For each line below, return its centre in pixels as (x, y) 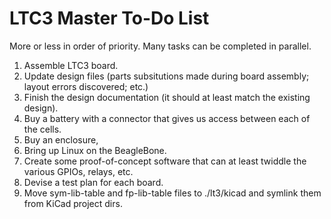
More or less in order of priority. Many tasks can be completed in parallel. (160, 46)
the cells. (42, 129)
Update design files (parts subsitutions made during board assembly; (166, 76)
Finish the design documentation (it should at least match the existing (167, 97)
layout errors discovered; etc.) (86, 86)
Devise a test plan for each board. (93, 182)
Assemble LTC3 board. (71, 65)
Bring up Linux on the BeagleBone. (95, 150)
